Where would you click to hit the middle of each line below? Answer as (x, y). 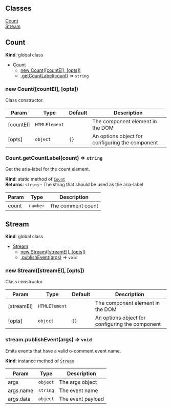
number (37, 206)
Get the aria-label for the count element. (48, 169)
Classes (18, 8)
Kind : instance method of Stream (40, 361)
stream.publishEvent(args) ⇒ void (49, 340)
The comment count (74, 206)
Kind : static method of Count (35, 179)
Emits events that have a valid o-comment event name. (63, 350)
